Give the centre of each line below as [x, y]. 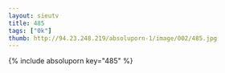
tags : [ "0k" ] [30, 30]
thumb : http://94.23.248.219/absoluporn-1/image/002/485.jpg [113, 38]
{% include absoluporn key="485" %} [71, 61]
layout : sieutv [34, 16]
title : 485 [27, 23]
